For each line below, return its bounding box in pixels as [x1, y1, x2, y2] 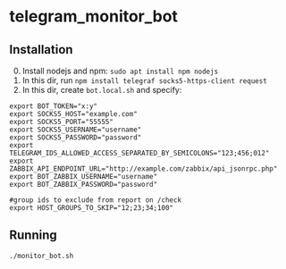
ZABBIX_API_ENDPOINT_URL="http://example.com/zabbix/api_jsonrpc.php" [9, 164, 278, 173]
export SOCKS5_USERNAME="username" [9, 125, 142, 134]
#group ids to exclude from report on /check [9, 196, 181, 205]
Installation [9, 42, 73, 57]
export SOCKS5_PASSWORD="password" [9, 133, 142, 142]
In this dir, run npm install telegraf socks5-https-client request [21, 75, 268, 86]
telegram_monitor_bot [9, 6, 179, 27]
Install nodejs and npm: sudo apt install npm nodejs [21, 65, 219, 76]
